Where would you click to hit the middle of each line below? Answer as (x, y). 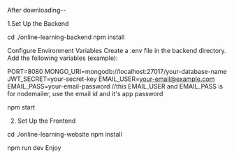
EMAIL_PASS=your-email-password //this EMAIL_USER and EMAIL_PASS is (115, 86)
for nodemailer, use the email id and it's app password (85, 94)
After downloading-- (37, 10)
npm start (21, 107)
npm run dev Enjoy (34, 148)
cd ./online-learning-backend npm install (66, 37)
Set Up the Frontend (46, 121)
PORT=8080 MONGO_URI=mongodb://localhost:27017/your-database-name (117, 71)
